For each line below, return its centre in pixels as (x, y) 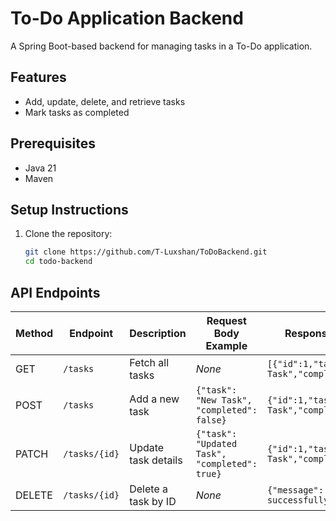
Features (38, 77)
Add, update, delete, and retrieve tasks (105, 101)
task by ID (153, 501)
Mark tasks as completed (77, 112)
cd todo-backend (58, 262)
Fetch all (149, 362)
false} (211, 420)
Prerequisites (53, 143)
